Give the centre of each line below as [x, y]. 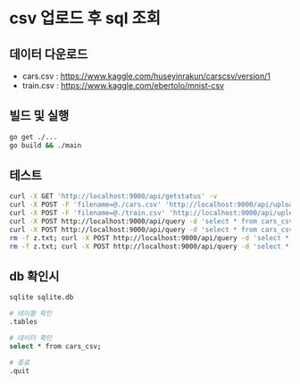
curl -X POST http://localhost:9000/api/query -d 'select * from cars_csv [151, 230]
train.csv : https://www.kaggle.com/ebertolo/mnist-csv [123, 85]
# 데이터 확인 [31, 338]
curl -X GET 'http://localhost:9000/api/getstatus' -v [113, 196]
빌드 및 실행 [39, 116]
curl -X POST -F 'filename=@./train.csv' [87, 213]
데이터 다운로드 [49, 54]
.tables [24, 322]
